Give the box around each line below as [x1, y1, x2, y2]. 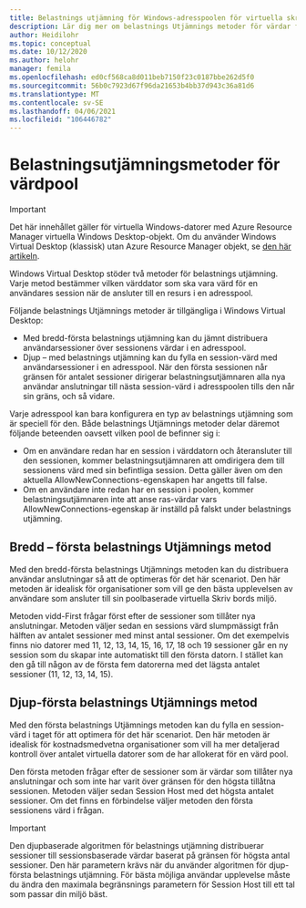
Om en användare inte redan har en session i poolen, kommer [22, 484, 254, 495]
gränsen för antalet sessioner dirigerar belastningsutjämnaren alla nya [22, 371, 286, 383]
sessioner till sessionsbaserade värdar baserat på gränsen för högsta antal [9, 850, 291, 861]
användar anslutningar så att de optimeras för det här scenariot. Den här [9, 573, 280, 584]
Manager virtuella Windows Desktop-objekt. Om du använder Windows [9, 232, 277, 242]
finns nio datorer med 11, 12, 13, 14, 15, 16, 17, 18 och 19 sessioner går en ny [9, 639, 289, 650]
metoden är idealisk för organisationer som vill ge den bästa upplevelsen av [9, 583, 293, 593]
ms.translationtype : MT [9, 89, 100, 98]
